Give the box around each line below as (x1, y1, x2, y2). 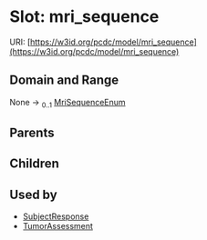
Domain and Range (9, 73, 119, 88)
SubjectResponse (22, 211, 89, 222)
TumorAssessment (22, 221, 94, 232)
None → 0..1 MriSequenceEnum (9, 96, 126, 110)
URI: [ (9, 36, 31, 47)
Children (9, 156, 59, 172)
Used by (9, 186, 57, 202)
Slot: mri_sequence (9, 6, 160, 27)
